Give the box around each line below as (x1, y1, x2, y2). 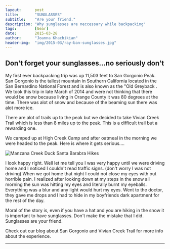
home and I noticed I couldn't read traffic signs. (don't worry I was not (5, 165, 151, 171)
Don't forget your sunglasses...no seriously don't (5, 59, 164, 68)
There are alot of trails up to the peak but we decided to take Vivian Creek (5, 114, 159, 120)
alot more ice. (5, 105, 34, 111)
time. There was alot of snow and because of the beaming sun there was (5, 99, 158, 105)
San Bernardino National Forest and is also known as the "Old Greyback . (5, 83, 157, 89)
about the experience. (5, 233, 52, 239)
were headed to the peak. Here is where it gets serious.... (5, 140, 125, 146)
